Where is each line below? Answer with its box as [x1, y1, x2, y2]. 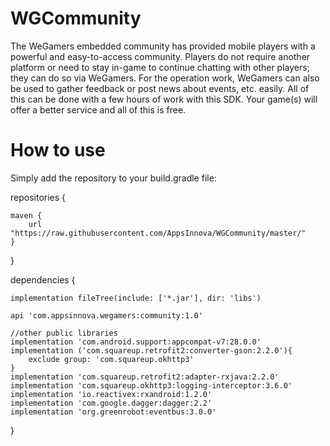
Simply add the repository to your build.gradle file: [10, 172, 217, 184]
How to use [10, 139, 106, 162]
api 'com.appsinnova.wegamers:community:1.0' [10, 310, 203, 321]
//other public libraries [10, 328, 118, 338]
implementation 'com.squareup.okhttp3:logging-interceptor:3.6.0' [10, 380, 293, 391]
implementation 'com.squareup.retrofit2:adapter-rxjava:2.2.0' [10, 372, 280, 382]
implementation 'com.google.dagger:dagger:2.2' [10, 398, 213, 408]
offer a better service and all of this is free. [10, 103, 187, 116]
